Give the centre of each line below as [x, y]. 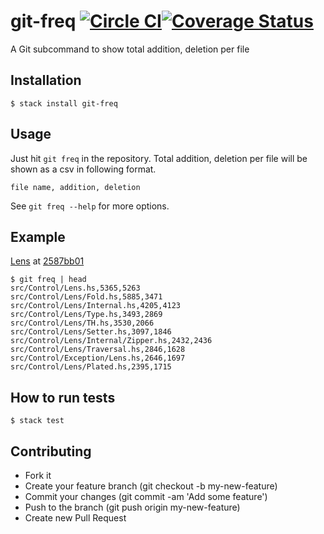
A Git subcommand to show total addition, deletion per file [130, 49]
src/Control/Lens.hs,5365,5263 [75, 288]
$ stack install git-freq [64, 103]
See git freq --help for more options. [90, 206]
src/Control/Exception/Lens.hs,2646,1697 [98, 358]
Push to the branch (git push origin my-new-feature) [132, 507]
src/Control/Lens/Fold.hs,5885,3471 [86, 297]
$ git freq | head [48, 280]
